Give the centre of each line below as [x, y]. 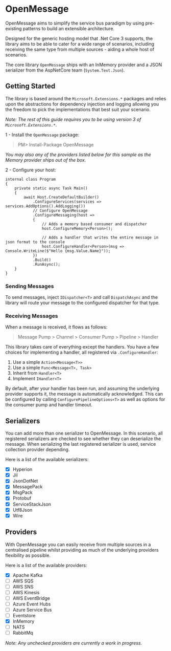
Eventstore [24, 615]
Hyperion [22, 469]
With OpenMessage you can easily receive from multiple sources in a [78, 544]
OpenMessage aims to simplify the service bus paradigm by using [75, 23]
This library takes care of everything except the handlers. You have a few [82, 347]
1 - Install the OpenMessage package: [42, 135]
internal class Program [31, 179]
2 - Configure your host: [31, 170]
